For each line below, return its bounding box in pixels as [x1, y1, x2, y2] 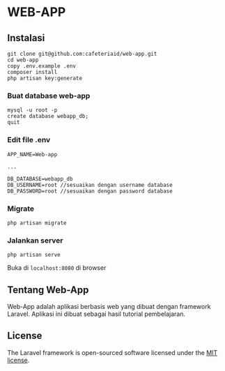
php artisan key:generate [7, 75, 82, 82]
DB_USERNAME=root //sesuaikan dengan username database [7, 181, 173, 188]
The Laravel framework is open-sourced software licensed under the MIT [7, 348, 218, 356]
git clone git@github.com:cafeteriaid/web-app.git [7, 50, 157, 57]
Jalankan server [7, 235, 63, 245]
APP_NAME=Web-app [7, 151, 58, 158]
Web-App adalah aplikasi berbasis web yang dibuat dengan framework [7, 303, 211, 310]
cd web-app [7, 56, 39, 63]
